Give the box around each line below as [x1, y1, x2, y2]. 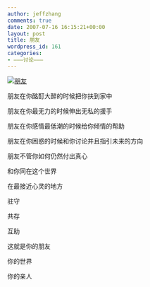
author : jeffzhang [7, 10, 61, 18]
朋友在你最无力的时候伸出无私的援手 [7, 107, 113, 115]
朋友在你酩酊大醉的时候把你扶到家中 [7, 91, 113, 100]
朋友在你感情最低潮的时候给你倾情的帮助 [7, 122, 125, 130]
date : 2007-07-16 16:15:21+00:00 [7, 23, 106, 30]
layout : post [7, 30, 46, 37]
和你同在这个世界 [7, 167, 57, 175]
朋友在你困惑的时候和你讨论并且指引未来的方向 [7, 136, 143, 145]
